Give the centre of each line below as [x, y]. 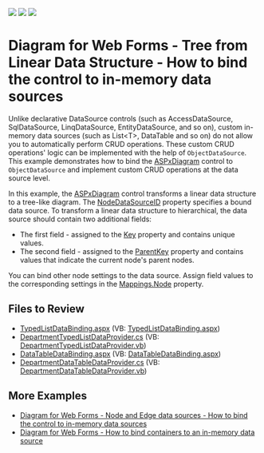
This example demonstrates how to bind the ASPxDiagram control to [121, 161]
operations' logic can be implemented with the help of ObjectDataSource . [128, 153]
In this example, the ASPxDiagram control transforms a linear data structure [132, 193]
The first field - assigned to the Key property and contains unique [127, 234]
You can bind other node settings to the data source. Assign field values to [131, 275]
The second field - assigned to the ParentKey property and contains [132, 251]
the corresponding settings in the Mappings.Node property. [106, 284]
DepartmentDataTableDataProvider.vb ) [83, 371]
